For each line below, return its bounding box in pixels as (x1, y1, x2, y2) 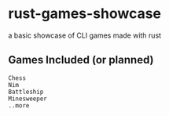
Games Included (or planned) (8, 53, 154, 67)
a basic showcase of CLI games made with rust (8, 31, 162, 40)
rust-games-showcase (8, 5, 162, 23)
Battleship (8, 88, 44, 96)
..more (8, 101, 30, 110)
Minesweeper (8, 95, 47, 103)
